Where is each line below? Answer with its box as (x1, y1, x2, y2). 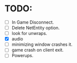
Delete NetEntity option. (11, 25, 60, 31)
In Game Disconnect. (11, 19, 54, 25)
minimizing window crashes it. (11, 41, 73, 47)
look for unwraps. (11, 31, 47, 36)
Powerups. (11, 53, 34, 59)
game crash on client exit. (11, 47, 64, 53)
